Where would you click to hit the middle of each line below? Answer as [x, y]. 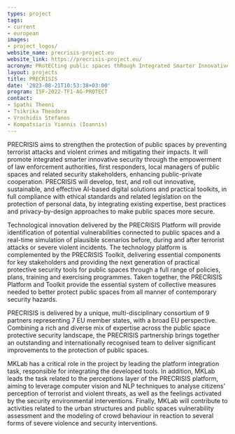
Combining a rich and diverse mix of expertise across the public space [109, 328]
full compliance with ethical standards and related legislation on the [104, 196]
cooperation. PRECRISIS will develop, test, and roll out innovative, [101, 181]
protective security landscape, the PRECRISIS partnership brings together [114, 335]
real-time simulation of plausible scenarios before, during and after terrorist [116, 239]
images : [19, 40]
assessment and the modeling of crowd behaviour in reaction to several [111, 415]
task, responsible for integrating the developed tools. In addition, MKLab [111, 371]
